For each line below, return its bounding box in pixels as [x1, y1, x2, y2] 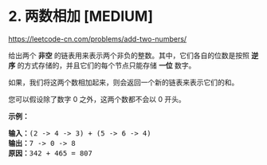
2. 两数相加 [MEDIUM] [8, 7, 154, 26]
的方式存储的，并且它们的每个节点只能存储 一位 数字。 [17, 61, 196, 70]
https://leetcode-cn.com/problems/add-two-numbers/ [8, 33, 187, 44]
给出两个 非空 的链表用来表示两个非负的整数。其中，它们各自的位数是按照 [8, 50, 249, 60]
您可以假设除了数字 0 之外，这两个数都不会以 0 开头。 [8, 94, 186, 104]
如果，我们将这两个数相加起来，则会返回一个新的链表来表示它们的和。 [8, 77, 239, 87]
